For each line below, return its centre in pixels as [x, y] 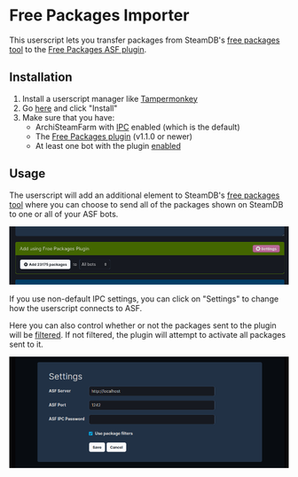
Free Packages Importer [99, 16]
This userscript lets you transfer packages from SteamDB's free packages [145, 40]
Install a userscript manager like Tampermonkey [110, 98]
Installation [41, 78]
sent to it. [27, 344]
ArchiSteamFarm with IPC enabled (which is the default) [137, 127]
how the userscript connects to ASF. [76, 308]
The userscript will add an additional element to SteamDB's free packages [145, 195]
